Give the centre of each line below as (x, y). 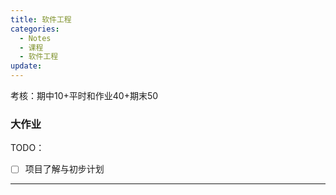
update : (26, 66)
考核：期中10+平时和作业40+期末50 (84, 95)
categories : (35, 29)
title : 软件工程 (41, 19)
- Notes (35, 38)
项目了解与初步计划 (64, 169)
